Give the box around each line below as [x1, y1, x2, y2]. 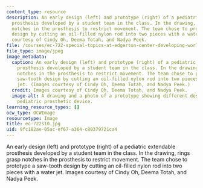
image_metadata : [6, 54, 47, 60]
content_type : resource [6, 8, 66, 15]
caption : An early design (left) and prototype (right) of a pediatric [11, 59, 196, 65]
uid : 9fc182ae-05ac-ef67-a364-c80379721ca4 [6, 127, 118, 133]
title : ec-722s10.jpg [6, 121, 61, 127]
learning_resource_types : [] [6, 104, 80, 110]
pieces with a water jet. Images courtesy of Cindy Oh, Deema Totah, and [6, 169, 187, 175]
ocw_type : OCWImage [6, 110, 56, 116]
